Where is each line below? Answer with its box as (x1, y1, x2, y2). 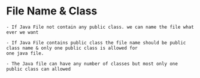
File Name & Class (6, 4, 98, 18)
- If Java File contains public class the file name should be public (6, 40, 186, 46)
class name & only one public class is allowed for (6, 45, 138, 51)
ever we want (6, 29, 39, 35)
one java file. (6, 50, 44, 56)
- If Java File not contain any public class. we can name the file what (6, 24, 195, 30)
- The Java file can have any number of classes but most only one (6, 61, 178, 67)
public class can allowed (6, 66, 71, 72)
